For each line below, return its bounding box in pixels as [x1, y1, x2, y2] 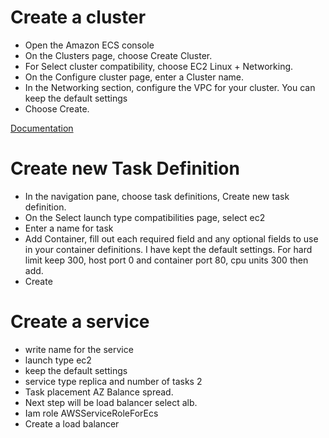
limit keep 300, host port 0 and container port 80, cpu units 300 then [24, 254, 309, 266]
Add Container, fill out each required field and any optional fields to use [24, 232, 319, 245]
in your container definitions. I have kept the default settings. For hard [24, 243, 313, 255]
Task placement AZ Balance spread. [24, 386, 174, 398]
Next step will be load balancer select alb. [24, 396, 198, 408]
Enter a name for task [24, 222, 114, 234]
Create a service [10, 311, 150, 333]
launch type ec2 [24, 354, 92, 366]
